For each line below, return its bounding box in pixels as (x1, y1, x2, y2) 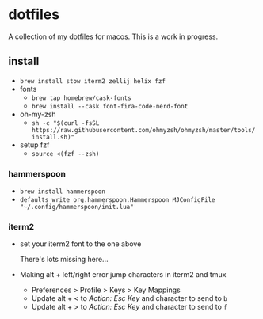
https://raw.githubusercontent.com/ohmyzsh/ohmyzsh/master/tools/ (31, 126, 256, 134)
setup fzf (19, 140, 50, 150)
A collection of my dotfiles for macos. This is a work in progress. (8, 32, 219, 41)
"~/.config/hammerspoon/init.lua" (19, 203, 134, 211)
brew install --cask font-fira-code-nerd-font (31, 102, 189, 110)
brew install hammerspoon (19, 188, 105, 196)
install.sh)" (31, 133, 75, 141)
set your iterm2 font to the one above (19, 239, 142, 249)
